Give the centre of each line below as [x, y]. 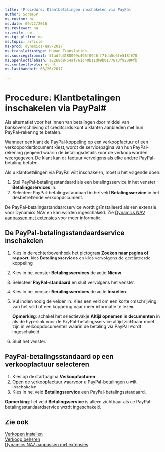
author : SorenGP [22, 14]
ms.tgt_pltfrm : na [24, 37]
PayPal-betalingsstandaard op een [60, 357]
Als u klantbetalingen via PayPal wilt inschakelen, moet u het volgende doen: [83, 172]
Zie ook [17, 422]
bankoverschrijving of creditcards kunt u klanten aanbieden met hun [74, 127]
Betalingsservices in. [34, 187]
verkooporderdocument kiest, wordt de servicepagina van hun [68, 147]
